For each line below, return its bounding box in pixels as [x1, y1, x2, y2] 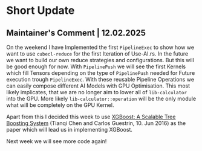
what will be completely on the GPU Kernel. [6, 101, 114, 109]
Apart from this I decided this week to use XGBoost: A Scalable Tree [6, 113, 176, 120]
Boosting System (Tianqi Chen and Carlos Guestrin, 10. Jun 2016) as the [6, 120, 186, 127]
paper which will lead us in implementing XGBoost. [6, 126, 133, 133]
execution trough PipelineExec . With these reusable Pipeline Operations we [6, 76, 195, 83]
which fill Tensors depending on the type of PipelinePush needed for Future [6, 69, 195, 76]
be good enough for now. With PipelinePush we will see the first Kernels [6, 63, 186, 70]
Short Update [6, 4, 75, 18]
